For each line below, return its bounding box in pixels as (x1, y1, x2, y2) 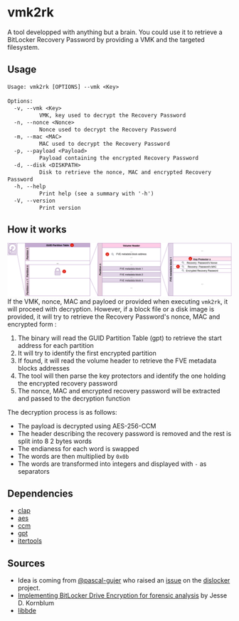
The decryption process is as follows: (7, 408, 117, 416)
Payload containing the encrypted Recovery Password (38, 154, 199, 161)
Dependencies (7, 488, 73, 500)
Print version (38, 204, 81, 211)
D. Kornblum (17, 599, 55, 607)
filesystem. (7, 43, 40, 51)
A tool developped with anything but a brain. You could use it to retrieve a (7, 28, 223, 36)
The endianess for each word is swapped (17, 444, 139, 452)
